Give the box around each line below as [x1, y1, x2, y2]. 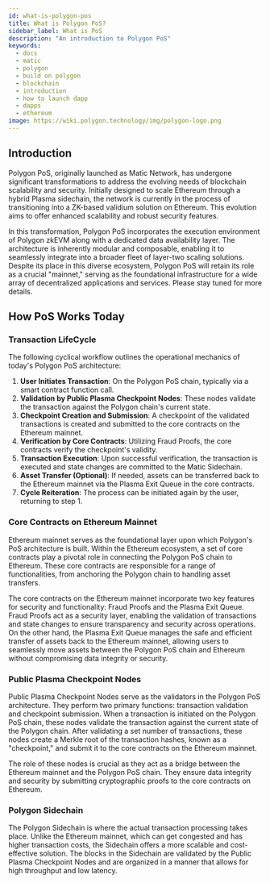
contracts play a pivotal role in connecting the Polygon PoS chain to [8, 552, 233, 561]
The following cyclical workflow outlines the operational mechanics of [8, 352, 240, 362]
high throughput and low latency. [8, 866, 118, 876]
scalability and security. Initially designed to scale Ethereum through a [8, 185, 241, 194]
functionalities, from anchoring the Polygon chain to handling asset [8, 569, 231, 579]
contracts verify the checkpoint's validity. [19, 445, 158, 455]
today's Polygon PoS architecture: [8, 360, 122, 371]
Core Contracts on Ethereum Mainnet [8, 517, 158, 528]
